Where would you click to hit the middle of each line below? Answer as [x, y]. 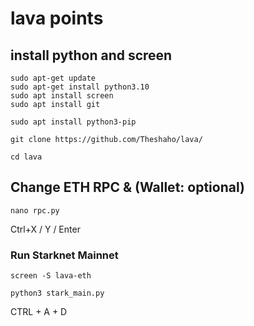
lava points [57, 18]
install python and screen [91, 55]
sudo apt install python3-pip [73, 122]
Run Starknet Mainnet [64, 255]
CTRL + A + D [39, 312]
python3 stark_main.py [57, 293]
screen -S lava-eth [51, 276]
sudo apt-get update [53, 78]
